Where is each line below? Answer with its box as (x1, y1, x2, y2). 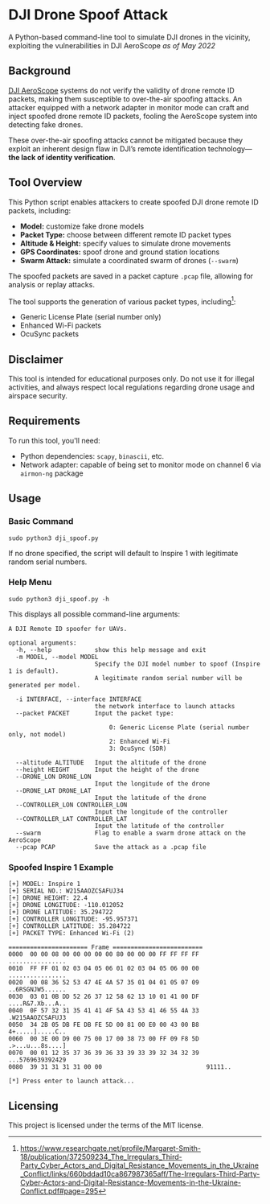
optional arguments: (8, 638, 78, 647)
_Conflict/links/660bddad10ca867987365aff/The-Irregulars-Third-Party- (19, 1169, 260, 1178)
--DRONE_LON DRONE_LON (15, 773, 92, 781)
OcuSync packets (19, 329, 79, 339)
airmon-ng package (19, 468, 84, 478)
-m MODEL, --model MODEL (15, 653, 99, 661)
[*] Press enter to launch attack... (8, 1077, 135, 1086)
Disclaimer (8, 353, 63, 366)
